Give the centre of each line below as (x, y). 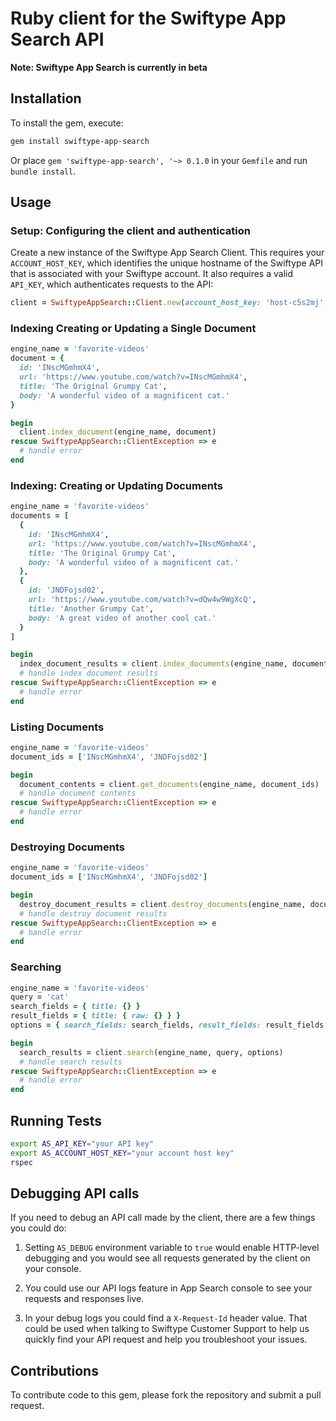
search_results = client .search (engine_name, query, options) (151, 1052)
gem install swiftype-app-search (80, 141)
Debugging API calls (75, 1193)
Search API (57, 39)
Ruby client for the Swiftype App (148, 18)
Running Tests (56, 1120)
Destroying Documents (67, 847)
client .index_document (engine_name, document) (118, 432)
